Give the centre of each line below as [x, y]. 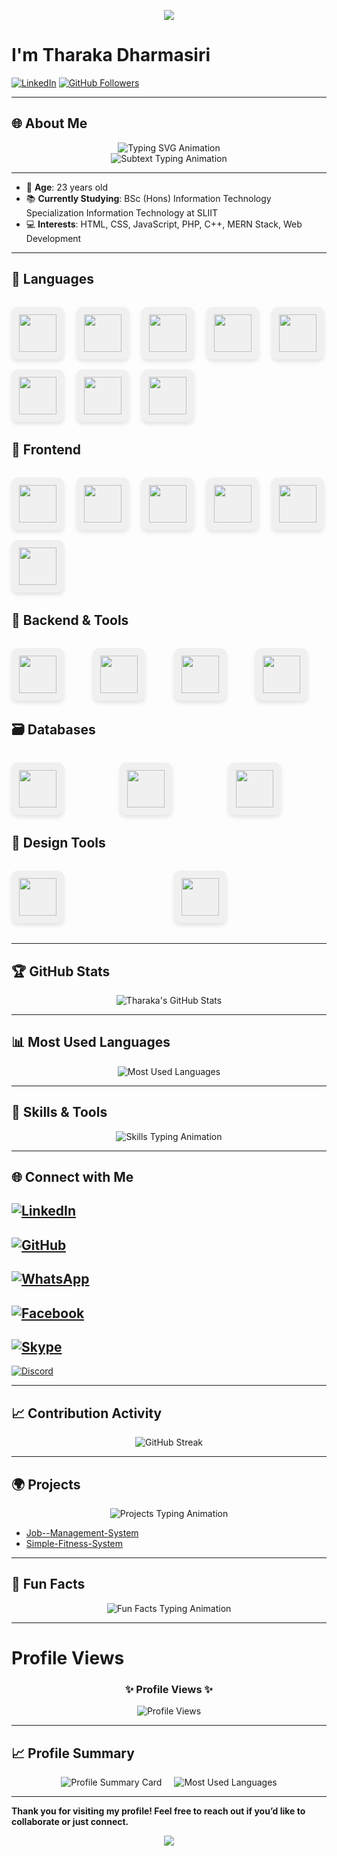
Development [53, 238]
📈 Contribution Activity [87, 1413]
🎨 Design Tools [58, 843]
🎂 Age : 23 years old [67, 187]
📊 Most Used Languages [91, 1042]
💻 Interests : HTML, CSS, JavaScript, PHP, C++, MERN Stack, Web [164, 224]
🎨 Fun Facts [48, 1584]
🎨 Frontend [46, 450]
